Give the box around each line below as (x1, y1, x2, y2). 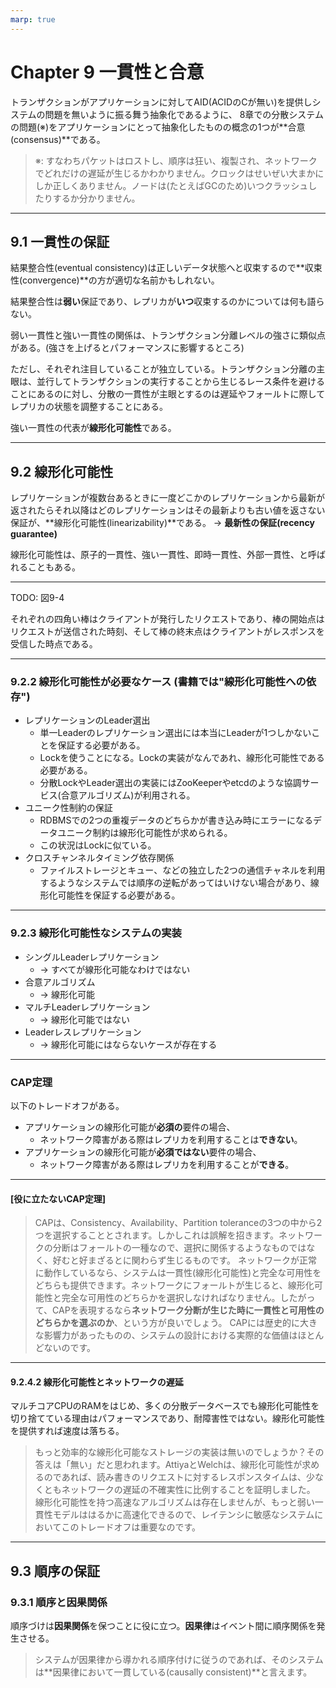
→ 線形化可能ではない (39, 1013, 130, 1025)
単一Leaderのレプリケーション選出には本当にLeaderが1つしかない (39, 727, 312, 739)
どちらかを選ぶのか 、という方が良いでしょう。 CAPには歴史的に (34, 1317, 301, 1329)
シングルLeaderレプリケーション (24, 951, 160, 963)
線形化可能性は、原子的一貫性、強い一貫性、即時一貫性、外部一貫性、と (10, 549, 308, 561)
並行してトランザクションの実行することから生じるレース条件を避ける (36, 376, 325, 388)
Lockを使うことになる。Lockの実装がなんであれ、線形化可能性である (39, 752, 325, 764)
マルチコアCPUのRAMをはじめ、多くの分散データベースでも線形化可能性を (10, 1400, 320, 1412)
